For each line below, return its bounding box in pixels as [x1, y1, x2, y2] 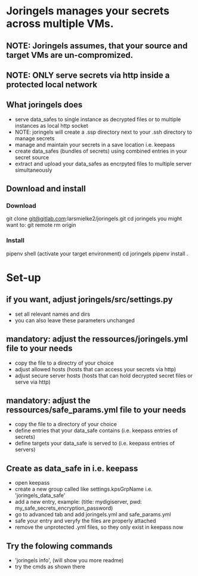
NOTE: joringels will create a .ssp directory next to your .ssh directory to [14, 128, 193, 135]
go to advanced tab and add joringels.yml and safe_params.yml [14, 511, 171, 518]
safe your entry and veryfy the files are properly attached [14, 518, 156, 525]
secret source [14, 153, 49, 161]
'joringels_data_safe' [14, 492, 66, 499]
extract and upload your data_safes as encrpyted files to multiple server [14, 160, 192, 167]
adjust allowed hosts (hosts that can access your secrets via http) [14, 365, 177, 372]
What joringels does [6, 100, 83, 110]
